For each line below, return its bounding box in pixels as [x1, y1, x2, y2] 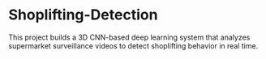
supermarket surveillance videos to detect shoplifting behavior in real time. [8, 40, 259, 50]
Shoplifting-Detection [8, 6, 158, 24]
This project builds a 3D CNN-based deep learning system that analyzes [8, 32, 251, 42]
